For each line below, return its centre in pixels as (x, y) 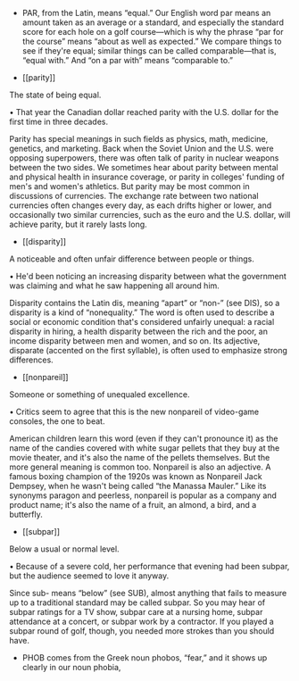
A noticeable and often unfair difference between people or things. (132, 259)
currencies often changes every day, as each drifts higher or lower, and (141, 205)
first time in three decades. (59, 121)
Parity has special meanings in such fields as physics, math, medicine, (139, 139)
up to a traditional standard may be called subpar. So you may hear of (137, 602)
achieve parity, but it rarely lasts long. (78, 224)
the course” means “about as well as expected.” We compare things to (152, 41)
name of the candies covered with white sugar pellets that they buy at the (145, 448)
